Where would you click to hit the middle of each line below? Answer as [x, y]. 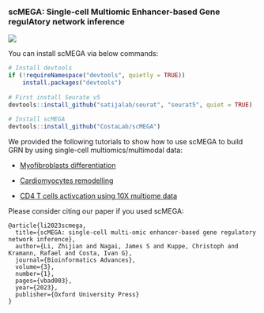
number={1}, [35, 274]
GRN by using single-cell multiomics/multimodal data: [96, 150]
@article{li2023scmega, [47, 226]
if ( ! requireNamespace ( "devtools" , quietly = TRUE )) [97, 76]
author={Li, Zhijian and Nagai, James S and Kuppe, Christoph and [127, 247]
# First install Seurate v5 [55, 97]
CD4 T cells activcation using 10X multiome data [98, 196]
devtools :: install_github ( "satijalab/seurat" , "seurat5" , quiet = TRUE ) [130, 105]
